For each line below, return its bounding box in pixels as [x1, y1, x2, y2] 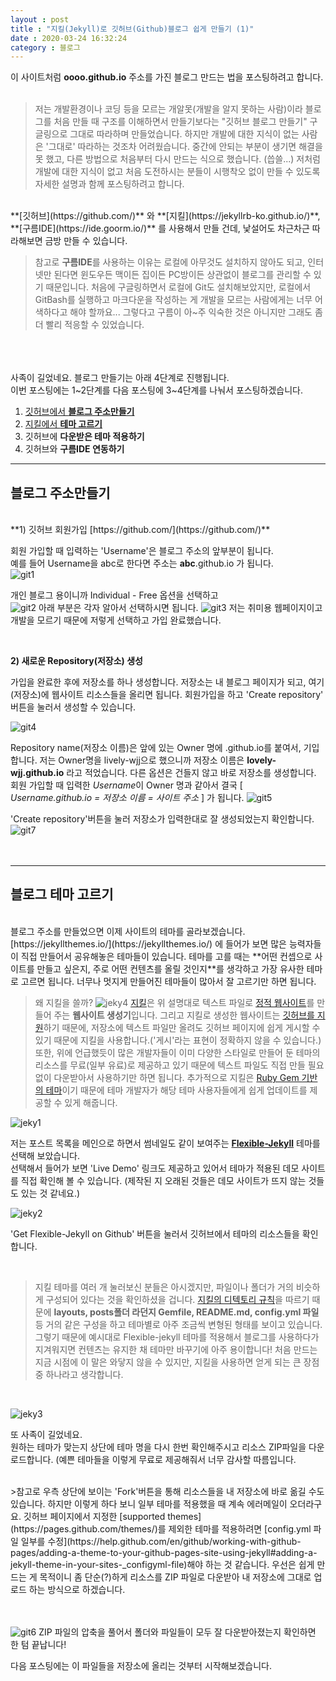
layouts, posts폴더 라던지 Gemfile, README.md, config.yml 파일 [53, 1306, 320, 1318]
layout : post [10, 14, 70, 25]
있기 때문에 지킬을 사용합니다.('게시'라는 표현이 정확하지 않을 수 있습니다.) [34, 1034, 322, 1046]
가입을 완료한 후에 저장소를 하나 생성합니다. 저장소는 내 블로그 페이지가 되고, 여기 [10, 676, 325, 688]
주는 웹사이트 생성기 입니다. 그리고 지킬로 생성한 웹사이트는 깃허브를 [53, 1009, 315, 1021]
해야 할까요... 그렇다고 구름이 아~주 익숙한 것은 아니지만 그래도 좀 [69, 306, 323, 318]
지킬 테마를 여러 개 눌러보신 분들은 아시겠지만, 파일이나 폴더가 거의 [34, 1281, 294, 1293]
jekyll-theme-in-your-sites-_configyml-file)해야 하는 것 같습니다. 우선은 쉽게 [10, 1558, 315, 1570]
